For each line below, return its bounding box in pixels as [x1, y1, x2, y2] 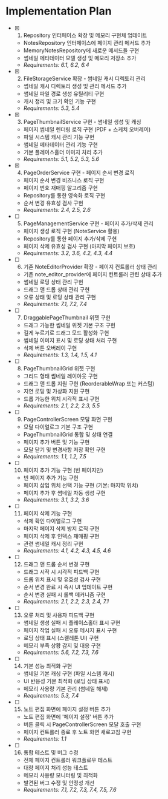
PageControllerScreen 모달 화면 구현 [23, 415, 112, 423]
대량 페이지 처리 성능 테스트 [23, 764, 88, 771]
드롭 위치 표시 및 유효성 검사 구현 [23, 576, 101, 583]
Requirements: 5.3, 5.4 [23, 104, 80, 112]
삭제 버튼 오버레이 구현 [23, 344, 77, 352]
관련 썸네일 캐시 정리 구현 [23, 540, 84, 547]
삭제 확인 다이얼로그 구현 [23, 517, 82, 525]
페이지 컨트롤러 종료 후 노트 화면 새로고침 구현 [23, 728, 132, 735]
